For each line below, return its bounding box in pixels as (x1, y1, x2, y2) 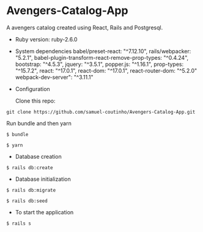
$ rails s (6, 220, 32, 227)
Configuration (15, 85, 50, 92)
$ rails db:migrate (6, 187, 56, 193)
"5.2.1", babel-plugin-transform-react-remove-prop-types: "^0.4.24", (15, 54, 189, 61)
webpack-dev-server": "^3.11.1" (15, 73, 94, 81)
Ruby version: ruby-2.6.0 (15, 35, 78, 43)
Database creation (15, 153, 62, 160)
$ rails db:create (6, 164, 53, 171)
